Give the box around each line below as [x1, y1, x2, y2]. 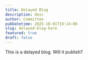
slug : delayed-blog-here [5, 26, 57, 31]
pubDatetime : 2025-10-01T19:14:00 [5, 21, 78, 26]
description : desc [5, 12, 44, 17]
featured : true [5, 30, 37, 35]
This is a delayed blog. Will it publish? [5, 48, 83, 55]
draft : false [5, 35, 33, 40]
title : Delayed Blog [5, 7, 49, 12]
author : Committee [5, 16, 44, 21]
